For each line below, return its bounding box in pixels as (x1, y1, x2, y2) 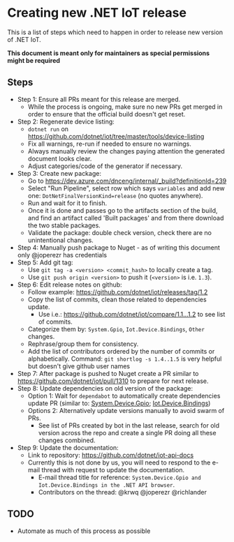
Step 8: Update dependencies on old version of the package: (17, 384, 193, 392)
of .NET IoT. (7, 35, 42, 43)
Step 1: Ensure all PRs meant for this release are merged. (17, 95, 181, 103)
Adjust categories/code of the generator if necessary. (27, 162, 183, 170)
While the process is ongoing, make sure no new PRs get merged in (27, 103, 223, 111)
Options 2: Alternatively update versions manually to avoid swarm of (27, 406, 225, 414)
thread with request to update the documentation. (41, 465, 185, 474)
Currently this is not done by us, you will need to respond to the (27, 458, 211, 467)
